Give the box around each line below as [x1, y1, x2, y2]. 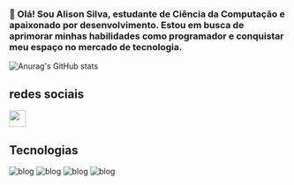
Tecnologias [9, 143, 79, 158]
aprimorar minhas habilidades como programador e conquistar [9, 30, 284, 42]
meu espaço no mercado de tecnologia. [9, 41, 183, 53]
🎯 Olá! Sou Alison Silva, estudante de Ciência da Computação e [9, 8, 285, 20]
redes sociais [9, 86, 85, 101]
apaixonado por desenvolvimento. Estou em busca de [9, 18, 245, 31]
